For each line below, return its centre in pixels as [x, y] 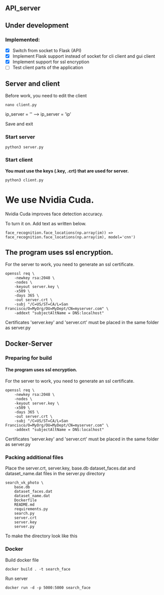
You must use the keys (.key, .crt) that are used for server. [67, 171]
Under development [37, 25]
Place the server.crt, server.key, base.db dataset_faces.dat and [70, 468]
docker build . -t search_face [38, 569]
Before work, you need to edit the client [46, 96]
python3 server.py [24, 147]
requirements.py [31, 509]
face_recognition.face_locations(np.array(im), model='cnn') [70, 237]
